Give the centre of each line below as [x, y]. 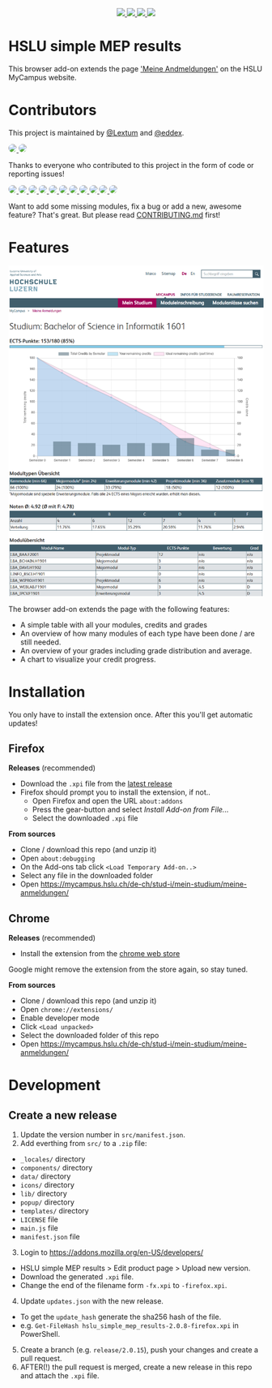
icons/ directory [47, 1185]
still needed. [40, 642]
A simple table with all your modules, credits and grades [114, 624]
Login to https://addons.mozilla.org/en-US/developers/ [112, 1252]
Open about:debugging [57, 858]
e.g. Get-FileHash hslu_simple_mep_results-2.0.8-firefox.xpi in [129, 1325]
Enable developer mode [59, 1018]
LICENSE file [39, 1220]
